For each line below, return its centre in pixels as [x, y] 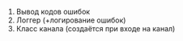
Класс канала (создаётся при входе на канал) [96, 29]
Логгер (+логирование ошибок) [71, 20]
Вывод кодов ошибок [53, 12]
